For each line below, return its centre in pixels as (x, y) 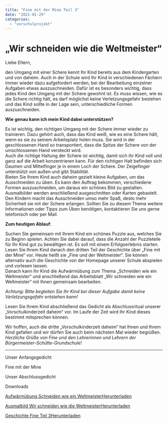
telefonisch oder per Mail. (32, 214)
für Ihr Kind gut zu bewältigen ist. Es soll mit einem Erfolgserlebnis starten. (82, 244)
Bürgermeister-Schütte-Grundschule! (43, 343)
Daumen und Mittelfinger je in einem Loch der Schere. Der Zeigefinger (78, 167)
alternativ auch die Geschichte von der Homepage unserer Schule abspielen (84, 260)
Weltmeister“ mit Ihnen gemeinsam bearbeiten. (53, 282)
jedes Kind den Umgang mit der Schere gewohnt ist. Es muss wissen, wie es (84, 94)
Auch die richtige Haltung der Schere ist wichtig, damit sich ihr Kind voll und (84, 156)
